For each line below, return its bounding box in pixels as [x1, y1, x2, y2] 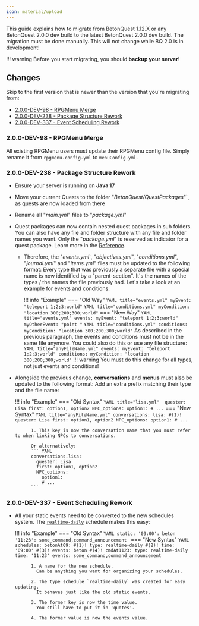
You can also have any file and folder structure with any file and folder [14, 229, 187, 237]
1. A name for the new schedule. [30, 563, 114, 570]
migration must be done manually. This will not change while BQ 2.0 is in [6, 37, 184, 45]
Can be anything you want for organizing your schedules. [36, 568, 183, 574]
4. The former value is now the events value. [30, 615, 149, 621]
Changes [6, 73, 40, 83]
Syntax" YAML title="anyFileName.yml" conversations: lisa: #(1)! [14, 411, 182, 418]
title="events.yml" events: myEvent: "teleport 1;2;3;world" [23, 316, 178, 322]
